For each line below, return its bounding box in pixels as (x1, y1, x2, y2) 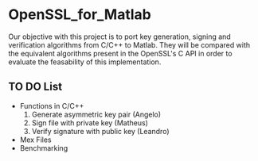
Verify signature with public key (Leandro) (31, 126, 170, 136)
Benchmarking (19, 143, 68, 152)
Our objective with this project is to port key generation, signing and (8, 32, 231, 41)
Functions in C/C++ (19, 101, 84, 110)
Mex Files (19, 135, 52, 144)
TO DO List (8, 80, 62, 94)
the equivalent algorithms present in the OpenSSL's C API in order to (8, 48, 233, 58)
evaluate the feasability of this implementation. (8, 57, 162, 67)
